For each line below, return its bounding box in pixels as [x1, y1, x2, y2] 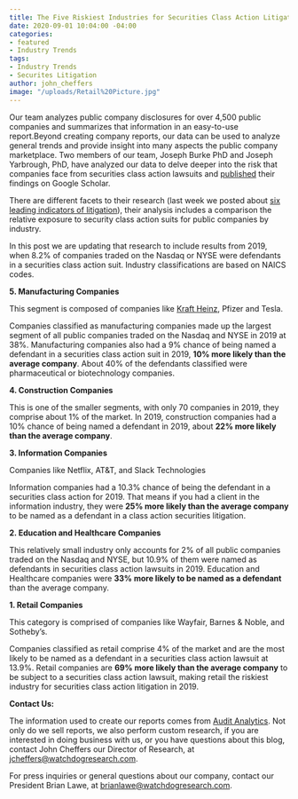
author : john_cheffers [9, 79, 93, 88]
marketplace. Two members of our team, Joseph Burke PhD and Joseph [9, 149, 273, 160]
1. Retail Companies [9, 599, 83, 610]
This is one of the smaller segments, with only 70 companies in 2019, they [9, 401, 279, 413]
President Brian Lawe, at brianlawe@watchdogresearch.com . [9, 779, 233, 790]
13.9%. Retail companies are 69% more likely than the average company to [9, 662, 288, 673]
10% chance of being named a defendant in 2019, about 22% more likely [9, 421, 277, 431]
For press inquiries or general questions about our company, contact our [9, 770, 275, 781]
